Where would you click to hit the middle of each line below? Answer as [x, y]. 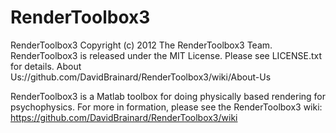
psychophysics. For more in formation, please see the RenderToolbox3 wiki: [166, 107]
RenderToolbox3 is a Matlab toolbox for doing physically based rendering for [168, 96]
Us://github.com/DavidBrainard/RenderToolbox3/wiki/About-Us [141, 77]
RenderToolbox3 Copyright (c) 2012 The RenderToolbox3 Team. [141, 45]
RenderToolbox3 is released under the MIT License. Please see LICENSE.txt [166, 55]
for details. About [46, 66]
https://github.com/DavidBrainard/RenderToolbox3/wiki [124, 117]
